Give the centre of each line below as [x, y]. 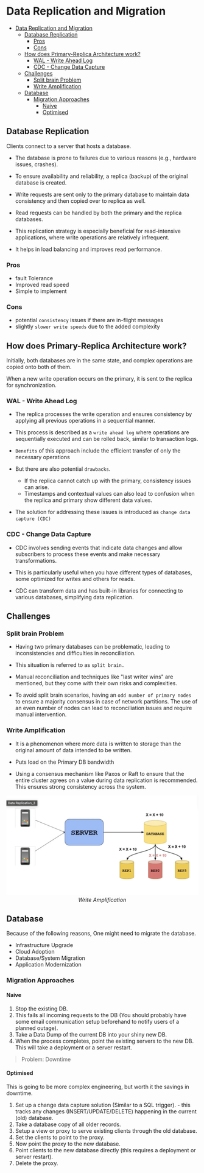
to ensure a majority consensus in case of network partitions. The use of [106, 702]
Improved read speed [42, 285]
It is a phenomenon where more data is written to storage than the [98, 744]
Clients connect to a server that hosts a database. [69, 146]
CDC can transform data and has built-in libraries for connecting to [99, 590]
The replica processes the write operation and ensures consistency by [104, 414]
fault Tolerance [34, 278]
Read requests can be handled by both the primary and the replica [98, 213]
